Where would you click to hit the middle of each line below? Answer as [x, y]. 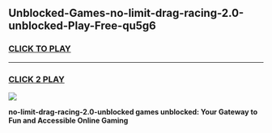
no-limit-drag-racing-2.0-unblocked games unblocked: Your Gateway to [133, 111]
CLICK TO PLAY [40, 49]
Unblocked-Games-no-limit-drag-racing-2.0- [126, 13]
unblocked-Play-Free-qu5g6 [82, 26]
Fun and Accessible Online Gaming [68, 120]
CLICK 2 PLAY [36, 79]
